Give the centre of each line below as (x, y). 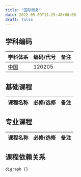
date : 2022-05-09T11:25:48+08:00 (41, 15)
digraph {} (17, 169)
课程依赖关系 (25, 157)
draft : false (19, 19)
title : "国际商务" (23, 10)
